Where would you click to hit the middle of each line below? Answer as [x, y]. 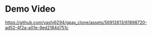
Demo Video [30, 9]
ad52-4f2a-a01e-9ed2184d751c [37, 27]
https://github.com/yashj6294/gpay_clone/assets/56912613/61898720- [76, 22]
